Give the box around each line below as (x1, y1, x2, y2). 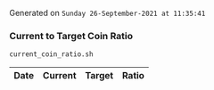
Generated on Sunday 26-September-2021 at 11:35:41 (9, 8, 206, 18)
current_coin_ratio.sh (9, 50, 94, 59)
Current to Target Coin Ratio (9, 29, 134, 42)
